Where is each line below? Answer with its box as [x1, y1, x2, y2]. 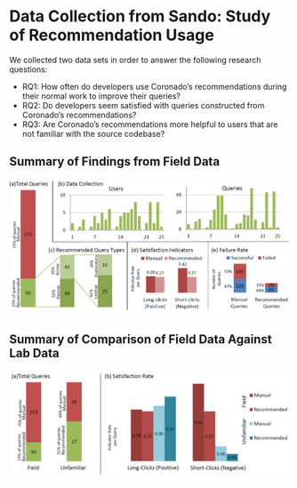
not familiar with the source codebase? [21, 128, 165, 139]
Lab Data [9, 346, 60, 361]
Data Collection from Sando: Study [9, 6, 271, 27]
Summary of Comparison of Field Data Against [9, 332, 273, 348]
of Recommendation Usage [9, 25, 215, 45]
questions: [9, 64, 48, 75]
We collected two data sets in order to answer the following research [9, 54, 261, 65]
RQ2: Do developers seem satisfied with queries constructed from [21, 100, 265, 110]
